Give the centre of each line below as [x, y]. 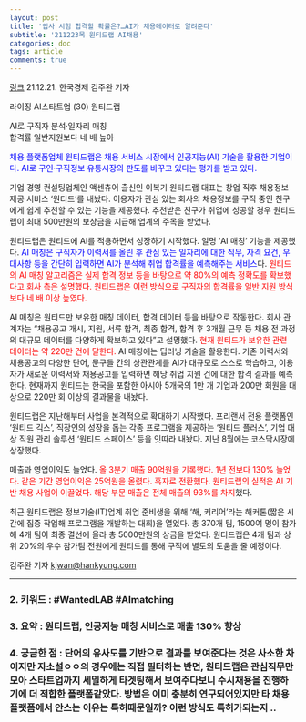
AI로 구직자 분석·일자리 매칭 [58, 126]
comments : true [38, 60]
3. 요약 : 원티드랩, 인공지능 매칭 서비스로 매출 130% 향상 [125, 626]
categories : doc [40, 43]
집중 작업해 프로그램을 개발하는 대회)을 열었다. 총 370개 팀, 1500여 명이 [153, 523]
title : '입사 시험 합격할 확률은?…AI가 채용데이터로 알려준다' [112, 26]
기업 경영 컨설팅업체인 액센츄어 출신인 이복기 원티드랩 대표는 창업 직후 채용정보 [149, 187]
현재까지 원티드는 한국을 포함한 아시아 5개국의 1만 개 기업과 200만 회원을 [158, 385]
